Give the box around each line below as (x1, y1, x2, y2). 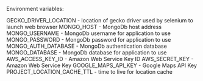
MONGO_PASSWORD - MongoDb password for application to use (6, 36, 171, 43)
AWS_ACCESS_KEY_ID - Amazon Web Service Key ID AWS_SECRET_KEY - (6, 56, 194, 62)
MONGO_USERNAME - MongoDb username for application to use (6, 30, 171, 37)
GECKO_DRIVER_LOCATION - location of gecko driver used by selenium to (6, 17, 194, 24)
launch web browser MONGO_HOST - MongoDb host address (6, 24, 162, 30)
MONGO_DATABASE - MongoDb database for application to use (6, 49, 167, 56)
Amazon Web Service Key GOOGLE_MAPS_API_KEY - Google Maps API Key (6, 62, 197, 69)
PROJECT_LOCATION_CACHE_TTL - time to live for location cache (6, 68, 173, 75)
